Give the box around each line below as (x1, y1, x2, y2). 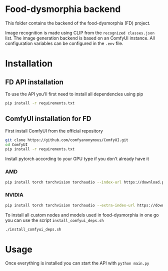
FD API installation (5, 77, 64, 86)
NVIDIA (5, 191, 23, 198)
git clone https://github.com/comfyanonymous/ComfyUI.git (5, 137, 128, 142)
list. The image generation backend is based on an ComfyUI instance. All (5, 35, 155, 41)
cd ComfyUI (5, 142, 28, 147)
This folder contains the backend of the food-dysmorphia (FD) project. (5, 20, 151, 26)
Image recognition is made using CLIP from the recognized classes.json (5, 29, 155, 35)
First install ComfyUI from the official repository (5, 127, 103, 133)
